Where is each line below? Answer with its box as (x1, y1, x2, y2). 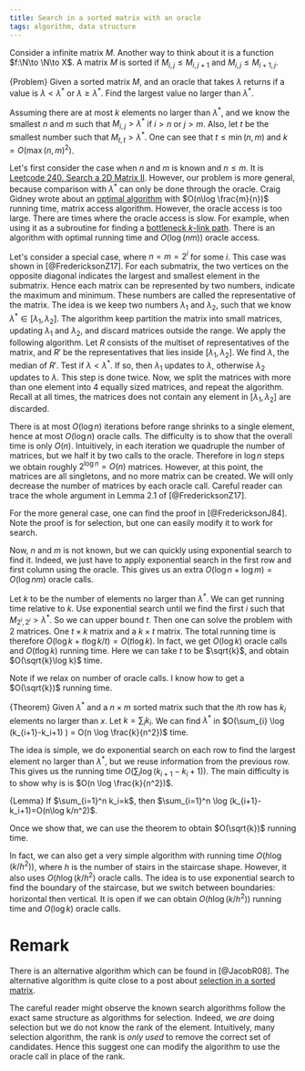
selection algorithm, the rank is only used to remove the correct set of (9, 1031, 271, 1042)
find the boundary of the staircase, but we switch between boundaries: (9, 882, 276, 893)
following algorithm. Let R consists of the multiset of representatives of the (9, 337, 290, 348)
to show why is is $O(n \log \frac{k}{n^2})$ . (9, 777, 174, 788)
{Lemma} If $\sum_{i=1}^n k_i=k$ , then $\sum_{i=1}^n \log (9, 795, 228, 806)
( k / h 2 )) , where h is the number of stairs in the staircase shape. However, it (9, 859, 287, 872)
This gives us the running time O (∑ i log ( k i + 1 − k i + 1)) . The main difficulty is (9, 765, 290, 779)
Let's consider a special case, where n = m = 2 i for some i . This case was (9, 249, 287, 262)
